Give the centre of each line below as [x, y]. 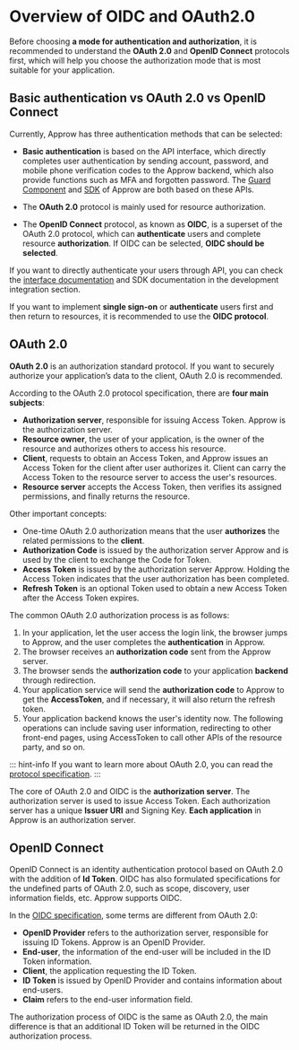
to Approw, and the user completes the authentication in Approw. [144, 642]
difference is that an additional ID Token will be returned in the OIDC [135, 1027]
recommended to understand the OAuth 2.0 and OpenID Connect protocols [149, 50]
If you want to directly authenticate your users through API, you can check [146, 270]
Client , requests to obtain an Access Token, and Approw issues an [145, 458]
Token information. [57, 961]
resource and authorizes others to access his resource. [124, 448]
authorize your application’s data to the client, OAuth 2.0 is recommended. [146, 375]
